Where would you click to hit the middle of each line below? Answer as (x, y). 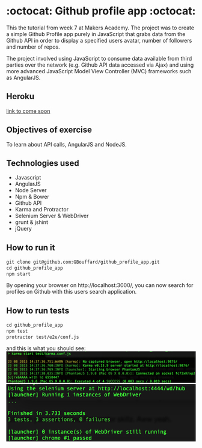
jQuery (23, 229)
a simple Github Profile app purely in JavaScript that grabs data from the (96, 34)
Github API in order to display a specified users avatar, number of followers (99, 40)
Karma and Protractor (42, 210)
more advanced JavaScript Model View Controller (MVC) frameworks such (99, 71)
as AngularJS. (23, 77)
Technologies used (43, 163)
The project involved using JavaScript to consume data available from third (99, 58)
